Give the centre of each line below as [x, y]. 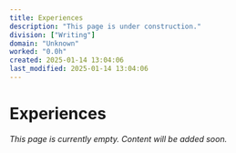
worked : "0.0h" [38, 52]
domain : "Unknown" [44, 43]
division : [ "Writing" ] [52, 35]
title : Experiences [46, 18]
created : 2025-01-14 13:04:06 [67, 60]
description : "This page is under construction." [106, 26]
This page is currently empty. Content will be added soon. [118, 138]
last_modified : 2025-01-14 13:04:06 [79, 69]
